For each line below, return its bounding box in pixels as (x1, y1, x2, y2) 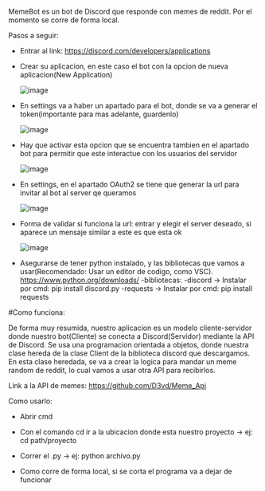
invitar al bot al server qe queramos (19, 188, 137, 198)
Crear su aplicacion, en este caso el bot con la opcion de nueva (19, 61, 228, 71)
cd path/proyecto (19, 436, 77, 445)
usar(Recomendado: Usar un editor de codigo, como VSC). (19, 267, 213, 276)
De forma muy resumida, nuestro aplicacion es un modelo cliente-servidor (8, 323, 252, 332)
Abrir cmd (19, 412, 53, 421)
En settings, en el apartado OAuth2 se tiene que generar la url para (19, 179, 240, 189)
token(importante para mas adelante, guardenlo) (19, 109, 179, 119)
